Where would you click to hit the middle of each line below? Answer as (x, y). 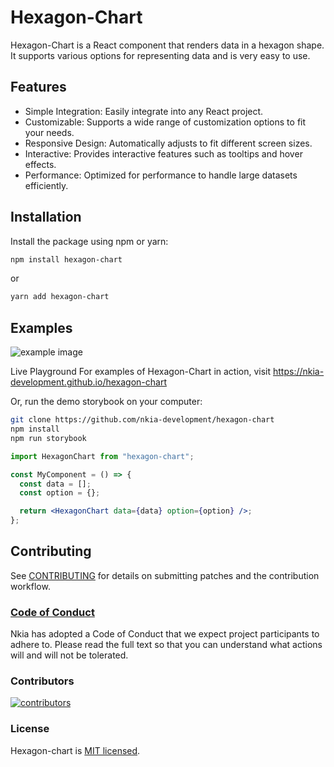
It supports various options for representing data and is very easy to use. (160, 55)
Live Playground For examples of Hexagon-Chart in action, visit (141, 372)
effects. (40, 164)
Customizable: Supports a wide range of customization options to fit (165, 122)
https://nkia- (299, 372)
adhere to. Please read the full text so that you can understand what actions (166, 645)
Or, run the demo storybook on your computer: (106, 402)
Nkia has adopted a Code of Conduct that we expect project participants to (165, 634)
